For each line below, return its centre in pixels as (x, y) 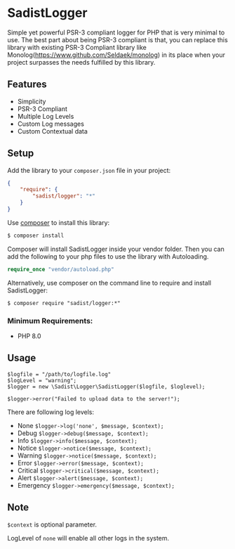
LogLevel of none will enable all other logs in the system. (88, 538)
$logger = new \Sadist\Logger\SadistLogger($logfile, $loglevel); (106, 387)
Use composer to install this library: (59, 222)
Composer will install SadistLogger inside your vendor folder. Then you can (116, 249)
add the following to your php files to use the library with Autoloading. (108, 256)
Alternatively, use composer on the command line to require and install (109, 283)
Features (27, 85)
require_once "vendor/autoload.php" (61, 269)
